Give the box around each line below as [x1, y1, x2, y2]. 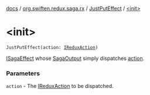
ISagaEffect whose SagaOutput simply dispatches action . [6, 55, 145, 62]
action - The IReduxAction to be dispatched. [6, 83, 114, 90]
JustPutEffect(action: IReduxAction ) [6, 44, 98, 50]
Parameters [6, 69, 40, 78]
